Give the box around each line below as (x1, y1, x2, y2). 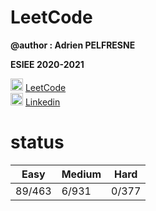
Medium (61, 167, 102, 181)
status (10, 131, 65, 154)
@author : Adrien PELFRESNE (10, 39, 136, 51)
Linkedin (24, 96, 61, 108)
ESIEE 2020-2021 (10, 58, 85, 70)
